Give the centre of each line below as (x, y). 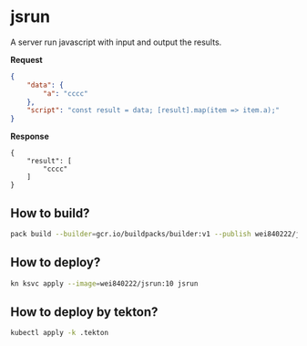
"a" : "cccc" (66, 93)
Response (30, 136)
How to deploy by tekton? (84, 312)
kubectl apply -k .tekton (59, 333)
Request (27, 59)
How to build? (50, 213)
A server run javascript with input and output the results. (116, 42)
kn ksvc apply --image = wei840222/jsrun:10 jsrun (104, 283)
